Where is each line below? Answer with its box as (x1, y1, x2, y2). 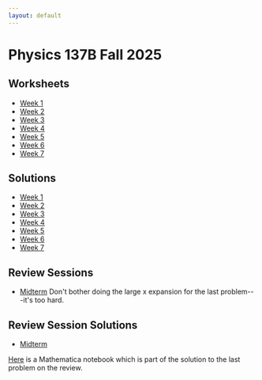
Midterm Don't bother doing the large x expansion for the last (19, 287, 219, 297)
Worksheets (8, 77, 69, 91)
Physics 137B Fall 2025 (8, 45, 163, 63)
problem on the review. (8, 363, 83, 373)
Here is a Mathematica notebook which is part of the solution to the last (8, 355, 241, 364)
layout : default (8, 11, 62, 20)
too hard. (34, 295, 65, 305)
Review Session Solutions (8, 318, 138, 332)
